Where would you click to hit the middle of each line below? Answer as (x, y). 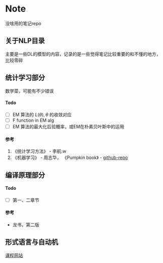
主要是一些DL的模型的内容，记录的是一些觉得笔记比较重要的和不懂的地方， (83, 54)
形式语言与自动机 (32, 242)
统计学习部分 (25, 78)
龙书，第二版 (26, 225)
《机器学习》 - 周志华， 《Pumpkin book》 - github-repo (70, 157)
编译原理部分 (25, 175)
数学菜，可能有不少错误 (29, 91)
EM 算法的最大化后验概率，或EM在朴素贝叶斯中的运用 (68, 126)
